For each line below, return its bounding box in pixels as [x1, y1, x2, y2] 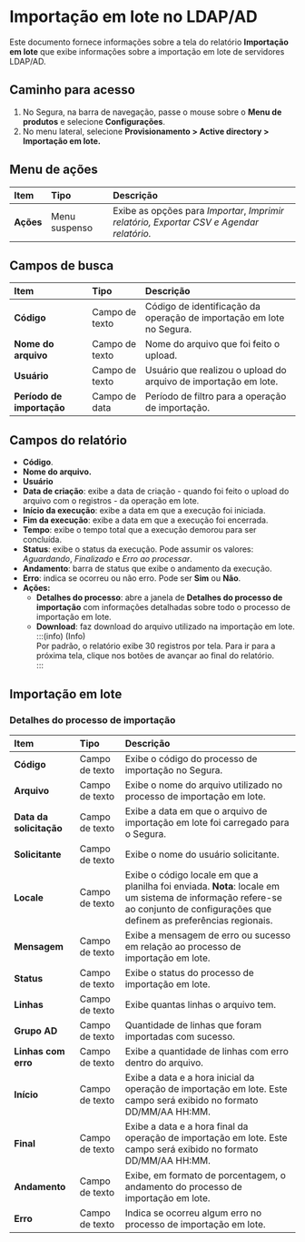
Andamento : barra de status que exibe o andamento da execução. [22, 563, 272, 575]
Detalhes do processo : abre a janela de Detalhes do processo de [35, 592, 283, 603]
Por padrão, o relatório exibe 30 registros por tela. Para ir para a [35, 640, 276, 652]
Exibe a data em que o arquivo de [124, 804, 268, 817]
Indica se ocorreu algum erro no [124, 1206, 261, 1219]
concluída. [22, 534, 62, 545]
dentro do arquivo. [124, 1056, 204, 1069]
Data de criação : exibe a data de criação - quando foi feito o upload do [22, 485, 290, 497]
